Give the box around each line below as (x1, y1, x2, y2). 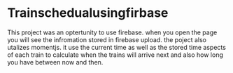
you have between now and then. (7, 58, 104, 66)
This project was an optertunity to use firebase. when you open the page (7, 28, 218, 36)
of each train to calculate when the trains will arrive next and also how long (7, 51, 224, 59)
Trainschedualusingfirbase (7, 5, 169, 21)
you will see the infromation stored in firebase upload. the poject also (7, 35, 206, 44)
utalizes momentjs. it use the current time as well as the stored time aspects (7, 43, 226, 51)
